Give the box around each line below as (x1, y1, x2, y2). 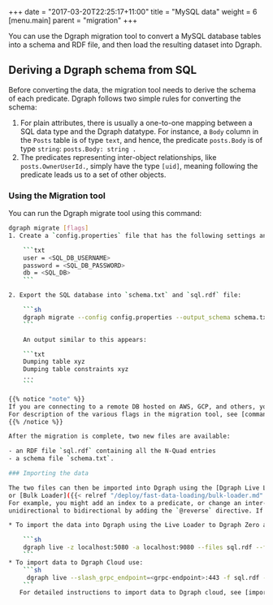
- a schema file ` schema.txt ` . (8, 455, 115, 463)
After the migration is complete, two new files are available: (8, 432, 231, 441)
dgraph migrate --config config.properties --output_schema (23, 313, 231, 322)
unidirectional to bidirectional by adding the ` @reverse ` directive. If (8, 507, 264, 515)
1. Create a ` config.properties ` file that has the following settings (8, 231, 256, 240)
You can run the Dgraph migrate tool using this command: (8, 209, 202, 218)
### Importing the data (8, 469, 89, 478)
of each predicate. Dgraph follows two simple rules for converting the (8, 93, 241, 103)
